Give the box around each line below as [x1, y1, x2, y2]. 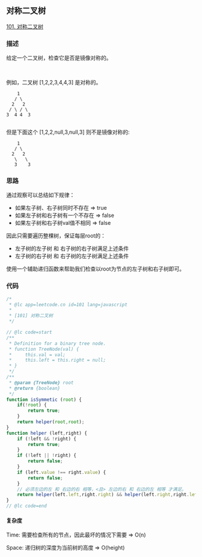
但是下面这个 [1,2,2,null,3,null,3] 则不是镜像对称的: [6, 128, 130, 136]
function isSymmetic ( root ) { [6, 397, 82, 403]
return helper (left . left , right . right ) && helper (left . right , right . [17, 492, 189, 498]
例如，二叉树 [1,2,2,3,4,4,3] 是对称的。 [6, 79, 102, 86]
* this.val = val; [8, 351, 66, 357]
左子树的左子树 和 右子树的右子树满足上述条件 [14, 245, 129, 252]
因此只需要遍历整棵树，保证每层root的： [6, 232, 106, 239]
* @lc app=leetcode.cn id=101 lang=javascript [8, 301, 128, 307]
